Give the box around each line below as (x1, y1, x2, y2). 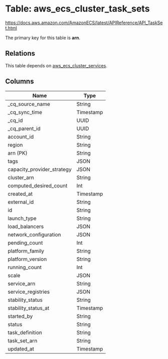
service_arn (8, 280, 36, 287)
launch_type (8, 214, 37, 221)
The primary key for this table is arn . (5, 35, 81, 41)
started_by (8, 312, 33, 319)
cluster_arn (8, 174, 34, 181)
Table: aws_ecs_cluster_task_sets (5, 3, 150, 15)
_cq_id (8, 116, 23, 124)
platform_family (8, 247, 44, 254)
